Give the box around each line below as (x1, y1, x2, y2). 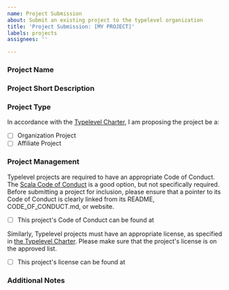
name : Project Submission (7, 10, 82, 17)
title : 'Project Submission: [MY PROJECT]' (7, 23, 135, 30)
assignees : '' (7, 36, 49, 43)
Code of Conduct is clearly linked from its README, (7, 195, 155, 203)
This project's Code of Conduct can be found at (17, 216, 155, 224)
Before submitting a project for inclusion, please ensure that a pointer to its (7, 187, 221, 196)
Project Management (7, 157, 80, 167)
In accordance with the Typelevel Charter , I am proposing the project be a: (7, 118, 220, 126)
